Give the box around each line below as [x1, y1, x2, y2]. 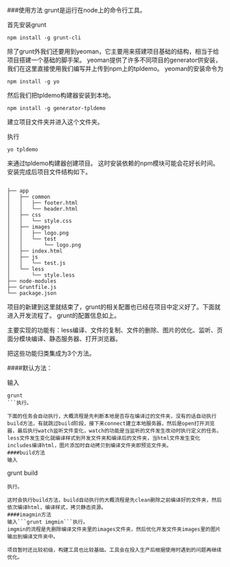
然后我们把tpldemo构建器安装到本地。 [7, 92, 115, 99]
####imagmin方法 [7, 511, 51, 518]
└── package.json [7, 290, 57, 297]
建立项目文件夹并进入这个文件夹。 [7, 118, 104, 126]
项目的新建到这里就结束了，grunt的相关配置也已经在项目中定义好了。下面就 [7, 303, 221, 311]
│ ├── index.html [7, 248, 63, 255]
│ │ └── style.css [7, 217, 72, 224]
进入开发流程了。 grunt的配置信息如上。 [7, 312, 120, 319]
